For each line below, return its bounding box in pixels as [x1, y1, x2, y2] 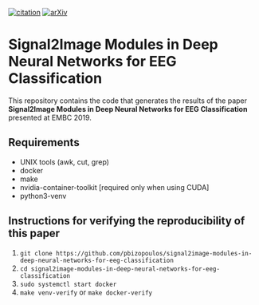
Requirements [8, 136, 80, 149]
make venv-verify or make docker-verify [19, 287, 153, 297]
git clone [19, 249, 53, 257]
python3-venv [19, 191, 67, 200]
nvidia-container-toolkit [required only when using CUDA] [19, 182, 210, 192]
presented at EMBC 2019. [8, 113, 92, 122]
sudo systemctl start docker [19, 280, 117, 288]
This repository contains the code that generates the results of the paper [8, 96, 248, 105]
